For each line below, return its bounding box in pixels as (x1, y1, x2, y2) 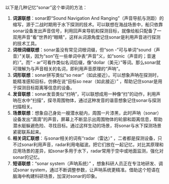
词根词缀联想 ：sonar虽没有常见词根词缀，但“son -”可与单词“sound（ (12, 47, 156, 53)
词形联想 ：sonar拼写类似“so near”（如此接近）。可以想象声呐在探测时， (12, 72, 161, 78)
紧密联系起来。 (12, 129, 44, 135)
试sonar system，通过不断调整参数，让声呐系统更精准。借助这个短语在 (12, 167, 160, 173)
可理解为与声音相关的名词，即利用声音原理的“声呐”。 (12, 66, 123, 72)
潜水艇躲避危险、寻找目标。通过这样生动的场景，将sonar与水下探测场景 (12, 123, 161, 128)
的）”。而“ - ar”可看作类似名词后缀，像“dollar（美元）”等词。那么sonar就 (12, 60, 161, 65)
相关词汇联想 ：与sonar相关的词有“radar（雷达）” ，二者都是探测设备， (12, 135, 158, 141)
